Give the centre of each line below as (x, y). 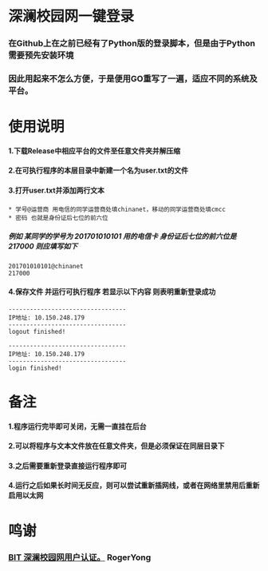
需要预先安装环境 (41, 55)
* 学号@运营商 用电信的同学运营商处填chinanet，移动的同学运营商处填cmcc (117, 209)
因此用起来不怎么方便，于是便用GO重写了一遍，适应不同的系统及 (133, 79)
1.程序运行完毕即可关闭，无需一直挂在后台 (77, 426)
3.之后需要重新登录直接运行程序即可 (68, 466)
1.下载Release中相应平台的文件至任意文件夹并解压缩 (95, 151)
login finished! (35, 368)
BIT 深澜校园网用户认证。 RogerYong (80, 557)
